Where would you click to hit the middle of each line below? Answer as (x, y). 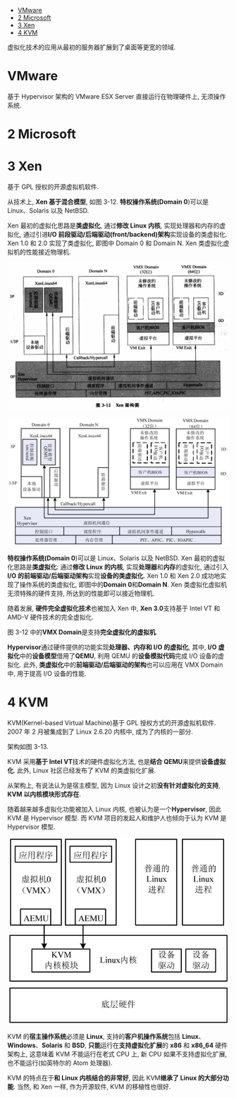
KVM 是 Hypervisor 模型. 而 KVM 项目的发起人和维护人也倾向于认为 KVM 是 (117, 818)
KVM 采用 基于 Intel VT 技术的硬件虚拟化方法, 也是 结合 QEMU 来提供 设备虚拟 (117, 762)
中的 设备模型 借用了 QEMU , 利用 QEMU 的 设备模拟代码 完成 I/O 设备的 (119, 656)
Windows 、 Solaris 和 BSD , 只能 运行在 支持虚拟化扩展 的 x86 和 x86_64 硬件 (117, 1045)
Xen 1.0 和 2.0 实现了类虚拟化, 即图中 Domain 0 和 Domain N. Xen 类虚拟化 (115, 243)
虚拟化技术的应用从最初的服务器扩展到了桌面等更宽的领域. (92, 47)
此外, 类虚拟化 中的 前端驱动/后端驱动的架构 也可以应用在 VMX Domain (123, 665)
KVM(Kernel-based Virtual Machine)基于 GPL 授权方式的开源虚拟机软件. (112, 723)
